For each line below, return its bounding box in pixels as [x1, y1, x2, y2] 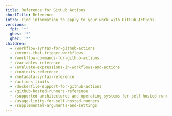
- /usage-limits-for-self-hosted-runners [10, 98, 100, 103]
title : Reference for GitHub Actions [5, 7, 86, 13]
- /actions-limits [10, 79, 50, 84]
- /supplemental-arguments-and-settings [10, 103, 97, 108]
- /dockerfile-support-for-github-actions [10, 84, 102, 89]
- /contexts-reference [10, 70, 58, 75]
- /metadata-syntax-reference [10, 74, 74, 80]
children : [5, 41, 27, 46]
